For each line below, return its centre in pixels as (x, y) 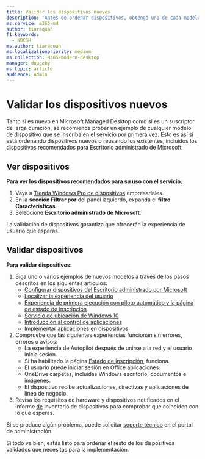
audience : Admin (27, 74)
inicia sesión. (41, 354)
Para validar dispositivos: (39, 265)
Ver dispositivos (38, 166)
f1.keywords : (23, 35)
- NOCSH (22, 40)
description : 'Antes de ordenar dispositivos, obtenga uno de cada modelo (103, 18)
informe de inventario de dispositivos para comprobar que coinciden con (107, 406)
